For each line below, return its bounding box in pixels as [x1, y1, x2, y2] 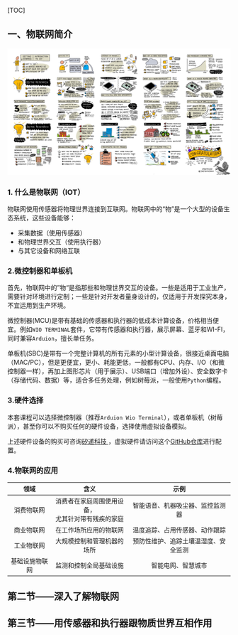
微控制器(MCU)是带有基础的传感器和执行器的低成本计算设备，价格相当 [7, 316, 213, 325]
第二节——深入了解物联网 [7, 590, 119, 603]
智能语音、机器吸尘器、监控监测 [132, 501, 226, 509]
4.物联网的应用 [7, 465, 59, 475]
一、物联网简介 [7, 28, 73, 41]
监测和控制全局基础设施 [55, 561, 124, 570]
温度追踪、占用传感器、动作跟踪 [132, 525, 226, 534]
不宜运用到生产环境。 [7, 302, 69, 310]
